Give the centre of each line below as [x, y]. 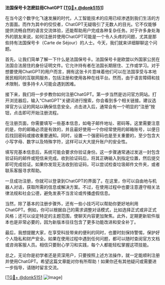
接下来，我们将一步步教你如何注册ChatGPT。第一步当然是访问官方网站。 [79, 94]
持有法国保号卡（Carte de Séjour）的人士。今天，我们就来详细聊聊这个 [81, 43]
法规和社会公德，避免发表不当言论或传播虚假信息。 [61, 193]
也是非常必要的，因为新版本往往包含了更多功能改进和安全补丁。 [74, 222]
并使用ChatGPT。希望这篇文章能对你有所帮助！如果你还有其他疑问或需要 [79, 261]
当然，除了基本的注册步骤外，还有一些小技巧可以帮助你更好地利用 [72, 204]
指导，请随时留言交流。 [37, 268]
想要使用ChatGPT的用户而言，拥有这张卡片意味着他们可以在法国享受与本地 [81, 71]
